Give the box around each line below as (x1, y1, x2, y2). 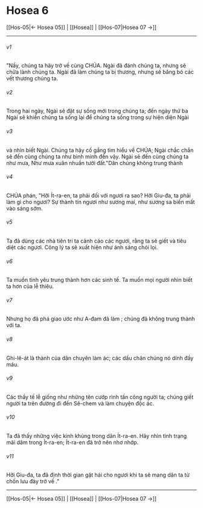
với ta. (6, 322, 22, 329)
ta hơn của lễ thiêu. (6, 282, 54, 290)
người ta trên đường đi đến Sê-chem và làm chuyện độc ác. (6, 400, 154, 407)
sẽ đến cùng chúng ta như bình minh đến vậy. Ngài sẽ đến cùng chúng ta (6, 152, 189, 160)
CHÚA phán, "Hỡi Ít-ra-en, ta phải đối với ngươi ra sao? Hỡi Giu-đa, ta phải (6, 192, 192, 199)
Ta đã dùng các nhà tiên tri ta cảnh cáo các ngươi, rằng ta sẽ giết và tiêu (6, 237, 187, 244)
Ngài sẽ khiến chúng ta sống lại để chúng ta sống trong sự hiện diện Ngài (6, 114, 189, 121)
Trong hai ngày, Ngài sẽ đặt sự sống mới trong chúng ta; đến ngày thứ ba (6, 107, 188, 115)
